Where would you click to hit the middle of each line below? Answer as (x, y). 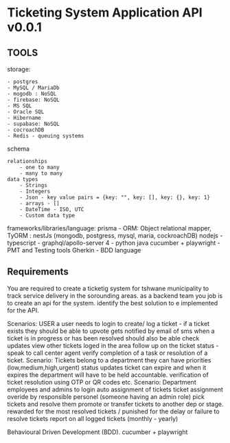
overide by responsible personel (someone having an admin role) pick (106, 396)
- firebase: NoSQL (33, 100)
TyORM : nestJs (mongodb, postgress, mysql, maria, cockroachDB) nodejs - (115, 236)
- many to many (41, 173)
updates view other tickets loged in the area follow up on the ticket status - (113, 345)
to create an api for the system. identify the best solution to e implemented (113, 303)
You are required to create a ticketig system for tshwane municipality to (108, 288)
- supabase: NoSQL (33, 124)
